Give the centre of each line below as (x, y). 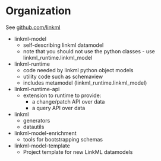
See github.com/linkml (33, 27)
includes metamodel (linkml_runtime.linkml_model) (85, 83)
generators (37, 120)
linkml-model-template (42, 146)
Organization (38, 11)
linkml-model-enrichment (45, 133)
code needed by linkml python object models (78, 70)
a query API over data (59, 108)
